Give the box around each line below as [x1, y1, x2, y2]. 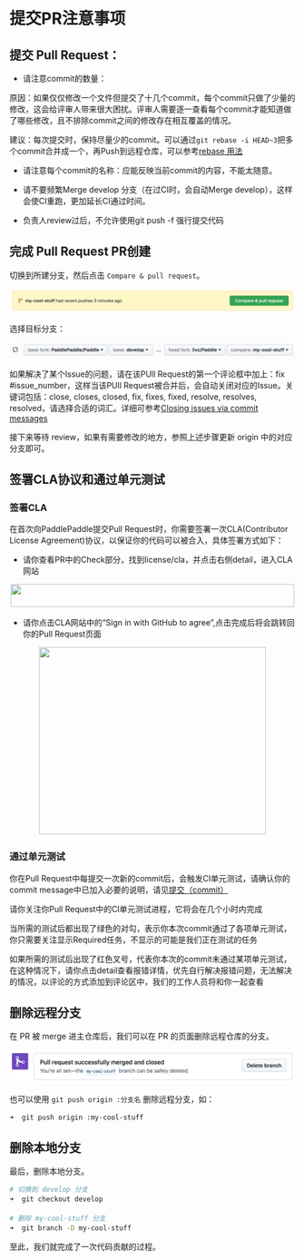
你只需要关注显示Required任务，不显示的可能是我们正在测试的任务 [9, 934, 258, 945]
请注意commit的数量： [22, 74, 107, 84]
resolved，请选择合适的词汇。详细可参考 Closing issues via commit [9, 402, 259, 413]
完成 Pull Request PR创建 [9, 244, 152, 260]
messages [9, 412, 48, 423]
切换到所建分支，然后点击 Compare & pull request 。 [9, 270, 205, 281]
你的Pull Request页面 [22, 628, 102, 640]
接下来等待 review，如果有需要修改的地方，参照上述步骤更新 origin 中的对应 [9, 431, 293, 442]
